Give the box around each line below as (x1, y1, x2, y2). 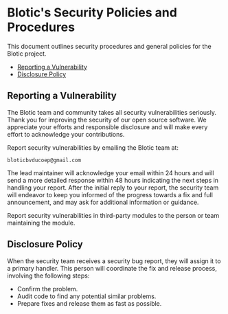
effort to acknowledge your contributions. (7, 130, 125, 138)
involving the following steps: (7, 271, 90, 280)
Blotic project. (7, 49, 47, 58)
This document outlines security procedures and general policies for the (7, 42, 212, 50)
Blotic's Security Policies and (7, 5, 177, 21)
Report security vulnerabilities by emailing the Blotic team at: (7, 143, 179, 152)
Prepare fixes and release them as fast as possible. (16, 299, 162, 307)
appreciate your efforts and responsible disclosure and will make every (7, 122, 208, 131)
